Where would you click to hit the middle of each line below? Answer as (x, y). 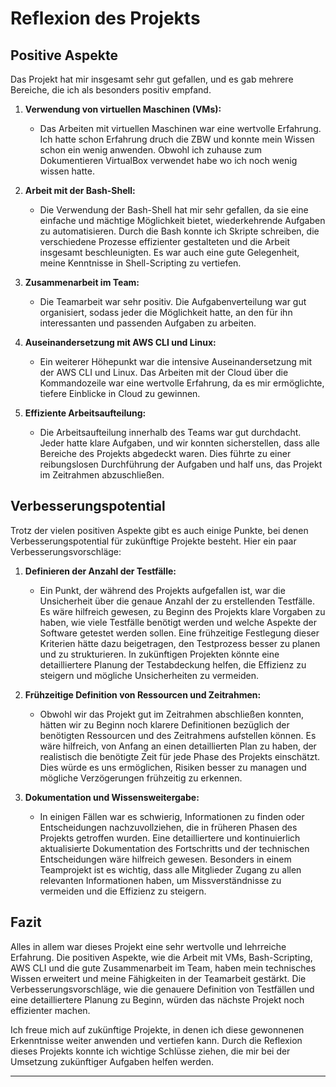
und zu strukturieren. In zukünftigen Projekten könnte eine (159, 654)
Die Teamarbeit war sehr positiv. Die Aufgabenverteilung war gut (173, 301)
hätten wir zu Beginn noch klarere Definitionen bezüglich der (164, 724)
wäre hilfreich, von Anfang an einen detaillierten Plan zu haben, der (178, 746)
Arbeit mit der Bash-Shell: (80, 190)
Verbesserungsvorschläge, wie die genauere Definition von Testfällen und (162, 989)
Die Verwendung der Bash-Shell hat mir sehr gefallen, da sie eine (174, 210)
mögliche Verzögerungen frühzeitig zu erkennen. (141, 778)
